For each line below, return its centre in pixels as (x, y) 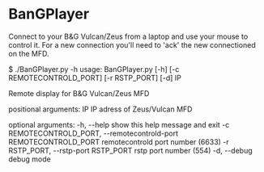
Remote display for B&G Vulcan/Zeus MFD (79, 93)
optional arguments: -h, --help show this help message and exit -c (119, 124)
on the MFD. (29, 53)
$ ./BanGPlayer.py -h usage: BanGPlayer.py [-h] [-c (94, 69)
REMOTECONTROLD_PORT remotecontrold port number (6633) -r (119, 141)
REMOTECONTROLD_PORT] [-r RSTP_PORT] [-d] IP (95, 78)
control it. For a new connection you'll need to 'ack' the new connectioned (132, 44)
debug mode (30, 159)
